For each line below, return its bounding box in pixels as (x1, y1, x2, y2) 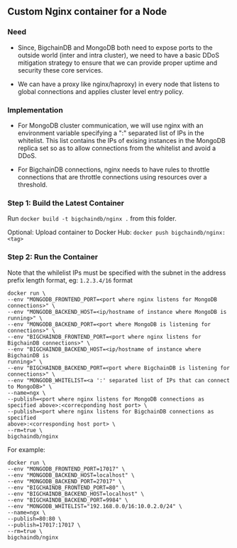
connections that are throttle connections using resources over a (17, 172, 207, 181)
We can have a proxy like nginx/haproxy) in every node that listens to (17, 80, 220, 88)
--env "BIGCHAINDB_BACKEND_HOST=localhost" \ (7, 490, 144, 497)
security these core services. (17, 65, 104, 74)
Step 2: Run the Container (7, 252, 98, 262)
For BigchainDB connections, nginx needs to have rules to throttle (17, 165, 210, 174)
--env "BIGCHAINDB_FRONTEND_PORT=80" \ (7, 484, 126, 491)
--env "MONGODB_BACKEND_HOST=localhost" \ (7, 471, 135, 479)
